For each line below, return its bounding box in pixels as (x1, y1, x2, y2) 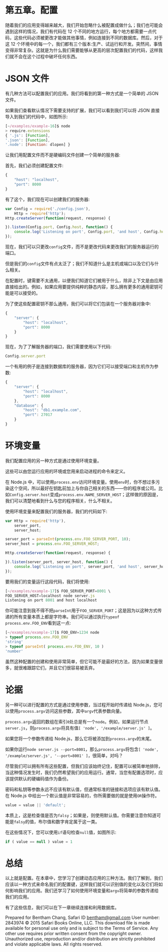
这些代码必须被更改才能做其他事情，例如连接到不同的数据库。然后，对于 (13, 35, 163, 41)
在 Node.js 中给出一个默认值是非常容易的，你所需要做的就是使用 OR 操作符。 (5, 793, 159, 799)
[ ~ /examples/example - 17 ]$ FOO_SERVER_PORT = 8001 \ (5, 589, 111, 594)
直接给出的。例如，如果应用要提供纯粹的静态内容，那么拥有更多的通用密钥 (5, 284, 158, 290)
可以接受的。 (13, 290, 40, 296)
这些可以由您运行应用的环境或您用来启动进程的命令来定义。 (5, 468, 128, 474)
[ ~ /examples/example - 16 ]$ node (5, 123, 70, 128)
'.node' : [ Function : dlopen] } (5, 142, 70, 147)
